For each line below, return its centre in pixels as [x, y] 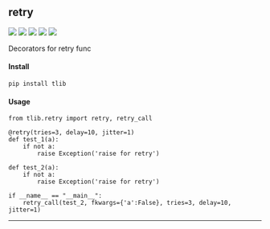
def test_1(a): [34, 140]
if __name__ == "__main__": [55, 196]
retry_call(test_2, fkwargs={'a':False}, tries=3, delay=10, [127, 203]
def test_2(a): [34, 168]
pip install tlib [37, 84]
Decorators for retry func [50, 48]
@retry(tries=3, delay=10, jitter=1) [72, 133]
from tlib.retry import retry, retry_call [80, 119]
